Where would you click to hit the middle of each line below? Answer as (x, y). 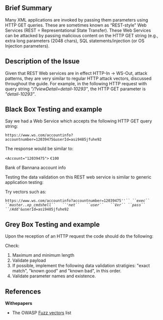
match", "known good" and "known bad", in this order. (67, 271)
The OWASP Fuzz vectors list (42, 313)
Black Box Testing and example (54, 110)
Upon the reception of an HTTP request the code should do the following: (79, 236)
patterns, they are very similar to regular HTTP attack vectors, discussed (78, 78)
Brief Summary (29, 8)
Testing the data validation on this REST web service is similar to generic (78, 177)
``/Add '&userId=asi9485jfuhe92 (37, 209)
